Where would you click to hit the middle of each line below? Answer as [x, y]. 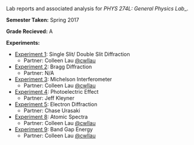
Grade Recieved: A [30, 31]
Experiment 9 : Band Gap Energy [54, 129]
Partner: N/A [39, 73]
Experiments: [23, 43]
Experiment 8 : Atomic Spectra [51, 117]
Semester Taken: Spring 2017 [43, 20]
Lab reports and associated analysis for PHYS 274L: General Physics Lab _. [97, 9]
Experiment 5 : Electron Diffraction [56, 104]
